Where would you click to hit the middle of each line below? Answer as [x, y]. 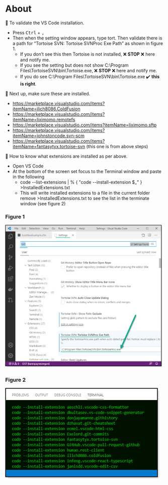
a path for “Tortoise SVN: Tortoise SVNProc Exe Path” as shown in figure [88, 43]
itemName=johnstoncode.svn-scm [48, 136]
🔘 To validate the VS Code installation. [45, 23]
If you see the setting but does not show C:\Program [74, 65]
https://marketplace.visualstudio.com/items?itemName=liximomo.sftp [85, 125]
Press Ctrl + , [28, 32]
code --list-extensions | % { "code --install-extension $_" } [81, 182]
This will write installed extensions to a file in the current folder [85, 193]
